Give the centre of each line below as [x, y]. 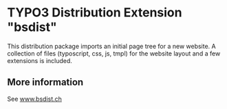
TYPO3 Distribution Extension [95, 13]
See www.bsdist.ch [34, 99]
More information [45, 83]
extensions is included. [40, 60]
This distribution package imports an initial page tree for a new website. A [111, 46]
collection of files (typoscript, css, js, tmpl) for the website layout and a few [114, 53]
